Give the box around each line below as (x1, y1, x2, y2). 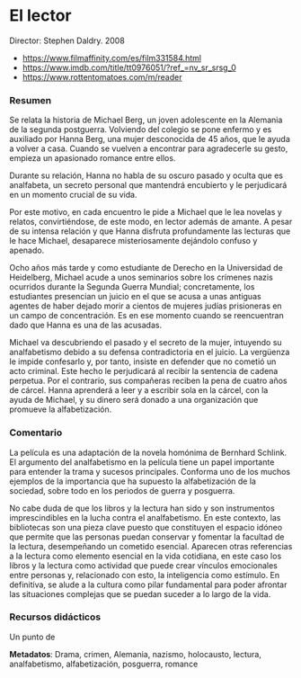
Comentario (9, 426, 63, 439)
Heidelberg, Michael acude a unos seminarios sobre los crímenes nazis (9, 272, 274, 283)
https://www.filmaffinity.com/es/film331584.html (22, 52, 202, 63)
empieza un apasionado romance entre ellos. (9, 153, 176, 164)
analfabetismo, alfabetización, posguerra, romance (9, 658, 199, 669)
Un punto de (9, 631, 56, 642)
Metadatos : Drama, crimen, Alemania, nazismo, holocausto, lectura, (9, 648, 262, 659)
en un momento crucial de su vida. (9, 190, 137, 201)
